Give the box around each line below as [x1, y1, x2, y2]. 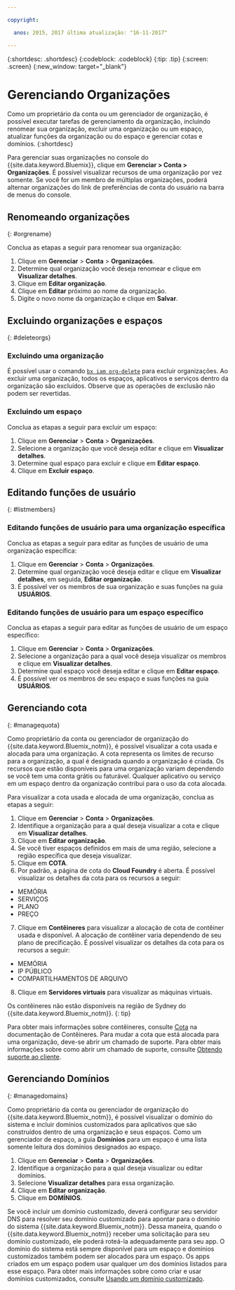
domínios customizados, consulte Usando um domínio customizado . [7, 1274, 205, 1283]
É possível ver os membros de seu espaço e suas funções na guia [17, 674, 209, 683]
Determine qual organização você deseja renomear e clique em [17, 264, 201, 273]
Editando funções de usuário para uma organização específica [7, 523, 226, 533]
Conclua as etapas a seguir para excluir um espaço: [7, 423, 158, 431]
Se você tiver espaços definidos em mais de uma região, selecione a [17, 844, 216, 852]
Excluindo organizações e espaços [7, 314, 163, 327]
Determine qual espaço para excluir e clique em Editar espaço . [17, 458, 201, 467]
